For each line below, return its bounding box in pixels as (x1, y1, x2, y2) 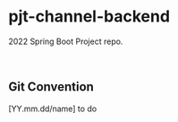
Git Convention (8, 79, 95, 95)
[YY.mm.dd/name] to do (8, 103, 97, 114)
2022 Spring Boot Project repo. (8, 36, 123, 47)
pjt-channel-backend (8, 6, 171, 27)
